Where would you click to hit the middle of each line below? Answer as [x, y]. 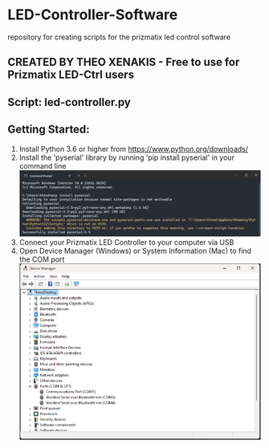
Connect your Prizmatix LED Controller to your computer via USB [126, 242]
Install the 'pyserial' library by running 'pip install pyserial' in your [126, 157]
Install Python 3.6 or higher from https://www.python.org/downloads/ [133, 149]
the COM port [42, 259]
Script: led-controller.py [69, 102]
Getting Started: [49, 130]
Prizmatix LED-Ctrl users [71, 75]
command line [43, 165]
